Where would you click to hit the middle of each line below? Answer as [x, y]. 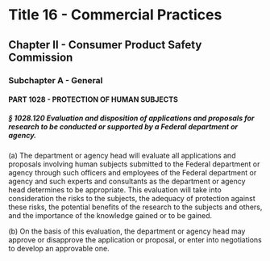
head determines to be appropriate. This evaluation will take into [115, 190]
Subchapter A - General [56, 80]
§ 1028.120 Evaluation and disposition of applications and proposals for [132, 118]
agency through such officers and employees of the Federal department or [133, 173]
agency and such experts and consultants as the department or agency [127, 181]
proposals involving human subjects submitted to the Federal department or [134, 164]
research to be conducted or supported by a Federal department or [123, 126]
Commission [41, 57]
